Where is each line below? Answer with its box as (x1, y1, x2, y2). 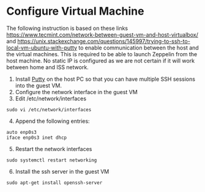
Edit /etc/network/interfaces (15, 95, 87, 102)
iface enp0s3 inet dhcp (6, 135, 67, 141)
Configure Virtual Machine (6, 4, 144, 18)
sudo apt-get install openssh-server (6, 179, 103, 186)
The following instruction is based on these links (6, 24, 129, 32)
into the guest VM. (15, 81, 62, 89)
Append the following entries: (15, 117, 90, 125)
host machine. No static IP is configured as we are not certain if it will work (6, 57, 195, 64)
